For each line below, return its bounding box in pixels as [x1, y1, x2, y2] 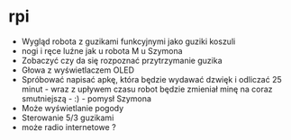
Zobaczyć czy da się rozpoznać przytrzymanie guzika [21, 55, 223, 66]
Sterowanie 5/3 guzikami [21, 112, 114, 123]
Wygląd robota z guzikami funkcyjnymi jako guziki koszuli [21, 36, 236, 47]
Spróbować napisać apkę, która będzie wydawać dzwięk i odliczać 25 [21, 74, 283, 84]
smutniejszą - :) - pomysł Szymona [21, 92, 152, 104]
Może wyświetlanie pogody [21, 102, 124, 113]
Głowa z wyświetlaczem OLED [21, 65, 135, 75]
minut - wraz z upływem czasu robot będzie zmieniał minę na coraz [21, 83, 273, 94]
